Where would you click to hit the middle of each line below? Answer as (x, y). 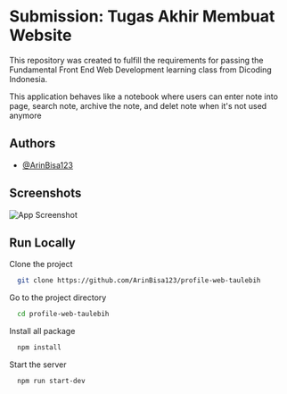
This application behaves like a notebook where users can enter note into (144, 96)
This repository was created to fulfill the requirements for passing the (136, 60)
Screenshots (45, 193)
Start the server (38, 365)
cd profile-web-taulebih (63, 314)
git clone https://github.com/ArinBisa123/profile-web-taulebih (139, 281)
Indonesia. (29, 79)
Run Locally (42, 243)
